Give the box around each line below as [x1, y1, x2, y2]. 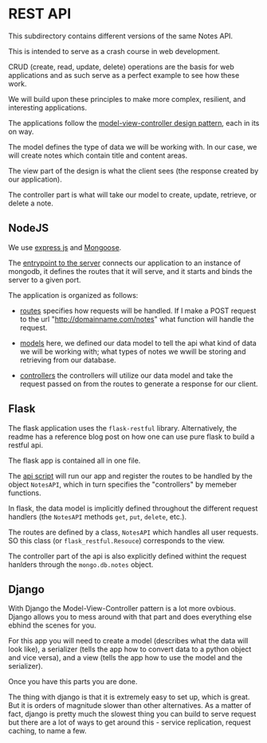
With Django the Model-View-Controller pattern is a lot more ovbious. [8, 604, 237, 613]
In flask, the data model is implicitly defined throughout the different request [8, 503, 258, 513]
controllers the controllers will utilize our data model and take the [19, 370, 234, 380]
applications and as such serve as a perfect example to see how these [8, 70, 240, 80]
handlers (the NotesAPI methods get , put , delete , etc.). [8, 511, 187, 522]
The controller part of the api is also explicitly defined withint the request [8, 551, 247, 561]
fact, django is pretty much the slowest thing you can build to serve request [8, 710, 257, 719]
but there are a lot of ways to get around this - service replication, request [8, 718, 251, 727]
